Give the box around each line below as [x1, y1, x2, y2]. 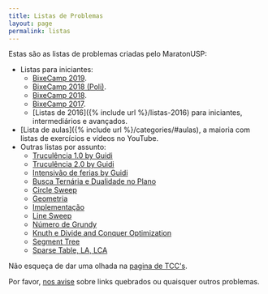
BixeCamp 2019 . [32, 74, 87, 83]
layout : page [8, 19, 53, 28]
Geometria [32, 194, 68, 203]
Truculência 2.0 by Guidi [32, 160, 115, 169]
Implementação [32, 202, 85, 212]
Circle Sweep [32, 185, 77, 195]
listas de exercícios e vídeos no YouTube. [19, 134, 159, 143]
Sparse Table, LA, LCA [32, 245, 108, 255]
